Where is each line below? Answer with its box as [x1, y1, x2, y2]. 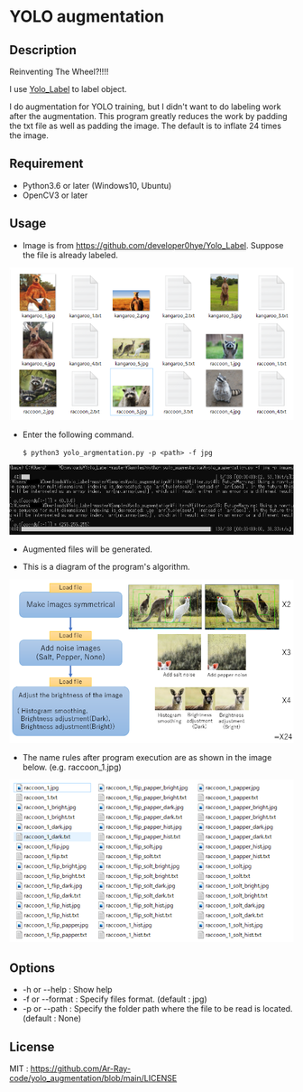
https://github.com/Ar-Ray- [30, 1063, 132, 1074]
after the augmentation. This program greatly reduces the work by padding [9, 111, 288, 121]
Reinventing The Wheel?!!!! [9, 66, 109, 77]
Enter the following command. [22, 429, 134, 440]
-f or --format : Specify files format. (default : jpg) [22, 994, 207, 1004]
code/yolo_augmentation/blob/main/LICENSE [9, 1073, 178, 1084]
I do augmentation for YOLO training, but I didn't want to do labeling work [9, 101, 281, 112]
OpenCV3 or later [22, 190, 88, 201]
